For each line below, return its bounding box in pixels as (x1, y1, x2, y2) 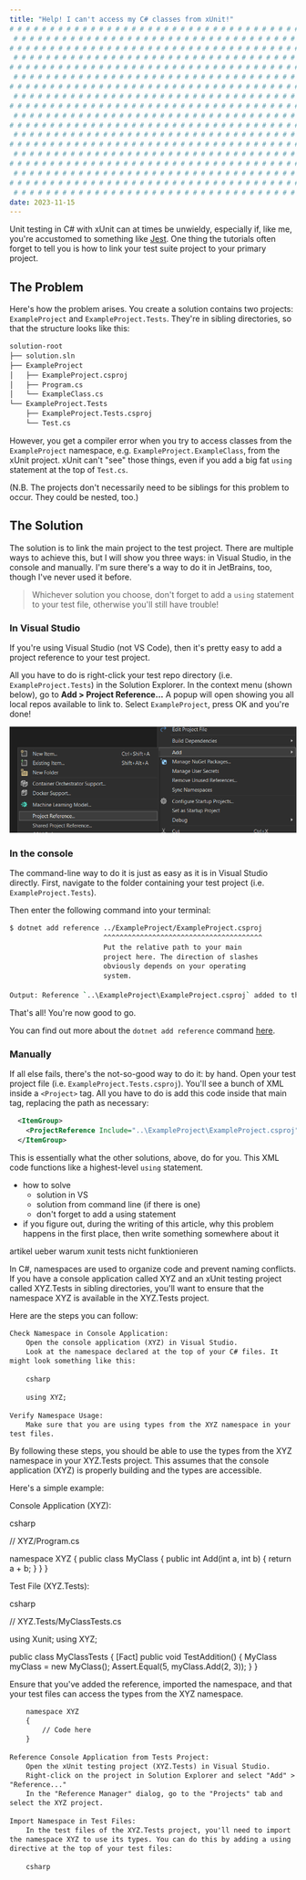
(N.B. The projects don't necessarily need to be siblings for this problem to (9, 482, 290, 493)
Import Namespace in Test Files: (9, 1816, 137, 1825)
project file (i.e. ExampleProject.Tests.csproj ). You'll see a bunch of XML (9, 1078, 284, 1090)
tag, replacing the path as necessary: (9, 1098, 149, 1109)
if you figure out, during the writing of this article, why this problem (22, 1218, 274, 1229)
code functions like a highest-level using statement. (9, 1162, 203, 1173)
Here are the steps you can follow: (9, 1310, 138, 1321)
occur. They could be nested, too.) (9, 491, 139, 502)
